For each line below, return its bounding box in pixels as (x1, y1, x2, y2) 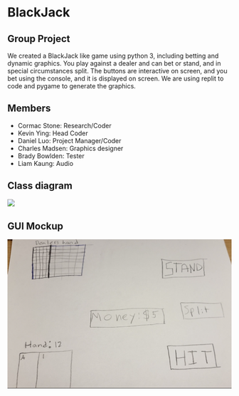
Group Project (7, 33, 70, 45)
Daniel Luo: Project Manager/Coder (17, 136, 122, 145)
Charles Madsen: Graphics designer (17, 144, 124, 152)
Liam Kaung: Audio (17, 159, 73, 167)
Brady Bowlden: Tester (17, 151, 85, 160)
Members (7, 103, 51, 115)
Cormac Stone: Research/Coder (17, 121, 112, 130)
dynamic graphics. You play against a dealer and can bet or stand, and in (7, 59, 221, 68)
